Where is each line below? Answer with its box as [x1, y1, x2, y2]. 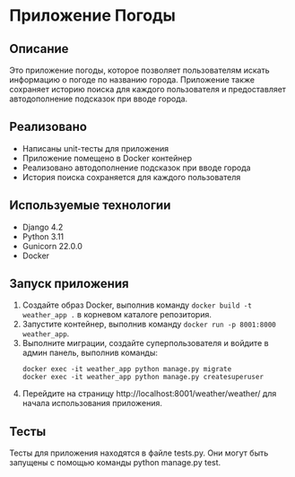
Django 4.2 [22, 221, 64, 232]
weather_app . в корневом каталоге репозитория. [22, 309, 213, 320]
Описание [9, 41, 69, 56]
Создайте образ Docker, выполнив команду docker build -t [22, 299, 253, 310]
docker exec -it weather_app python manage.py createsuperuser [22, 373, 265, 382]
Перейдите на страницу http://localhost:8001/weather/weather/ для [22, 388, 277, 399]
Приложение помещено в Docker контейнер [22, 152, 193, 163]
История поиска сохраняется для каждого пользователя [22, 171, 241, 182]
